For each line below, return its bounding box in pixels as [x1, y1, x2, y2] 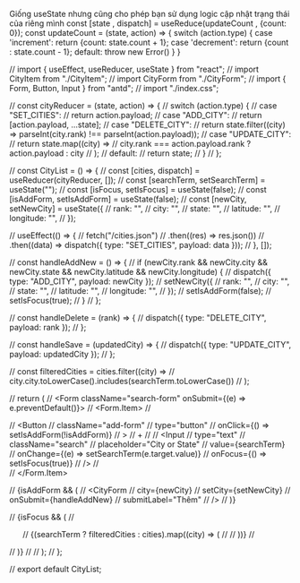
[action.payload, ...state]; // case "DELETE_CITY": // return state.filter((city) [9, 119, 287, 130]
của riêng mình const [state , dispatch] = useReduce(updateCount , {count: [9, 18, 287, 29]
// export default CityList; [9, 564, 102, 574]
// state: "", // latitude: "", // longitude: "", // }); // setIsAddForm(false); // [9, 286, 271, 296]
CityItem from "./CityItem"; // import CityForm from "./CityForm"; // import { [9, 73, 287, 84]
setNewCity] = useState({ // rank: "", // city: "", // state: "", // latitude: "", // [9, 203, 280, 214]
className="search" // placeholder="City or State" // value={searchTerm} [9, 439, 286, 450]
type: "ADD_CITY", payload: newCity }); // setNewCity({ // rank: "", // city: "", [9, 276, 290, 287]
